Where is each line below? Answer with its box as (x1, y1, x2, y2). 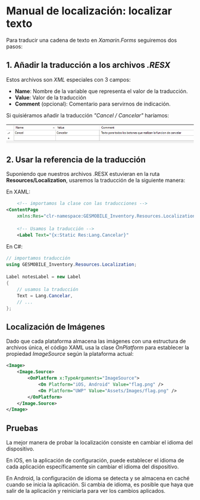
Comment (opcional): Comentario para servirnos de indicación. (14, 100, 171, 107)
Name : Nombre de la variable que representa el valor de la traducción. (14, 88, 188, 95)
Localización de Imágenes (6, 322, 105, 332)
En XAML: (6, 188, 31, 195)
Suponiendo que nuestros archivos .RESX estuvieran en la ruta (6, 170, 160, 178)
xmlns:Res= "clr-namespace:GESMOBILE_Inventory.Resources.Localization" (17, 213, 198, 219)
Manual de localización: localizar (6, 4, 173, 18)
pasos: (6, 43, 23, 50)
